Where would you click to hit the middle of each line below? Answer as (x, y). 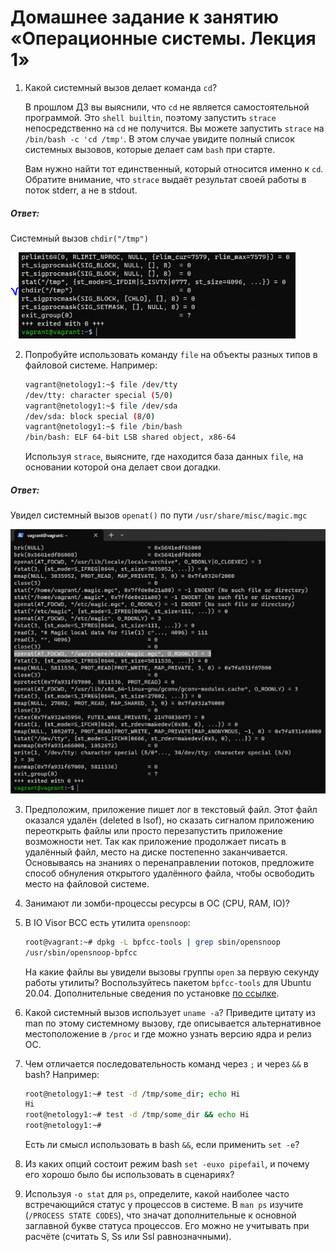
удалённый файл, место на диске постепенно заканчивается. (156, 852)
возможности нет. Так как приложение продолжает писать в (155, 841)
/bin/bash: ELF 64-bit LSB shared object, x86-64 (130, 437)
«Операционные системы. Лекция (163, 38)
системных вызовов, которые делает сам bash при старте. (150, 149)
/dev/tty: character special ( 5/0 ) (99, 395)
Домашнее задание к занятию (145, 17)
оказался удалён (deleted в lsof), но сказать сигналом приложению (169, 820)
